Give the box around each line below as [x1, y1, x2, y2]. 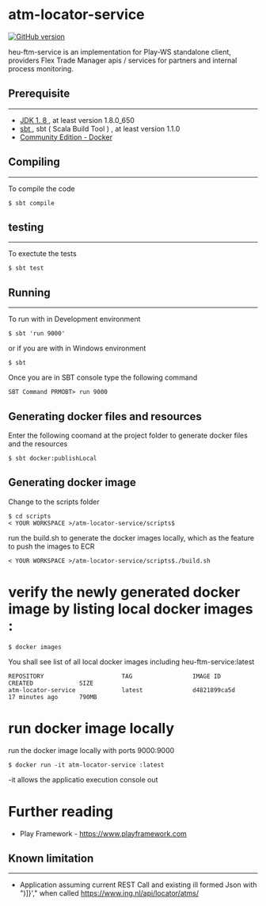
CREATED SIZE [8, 679, 93, 687]
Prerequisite [8, 87, 70, 101]
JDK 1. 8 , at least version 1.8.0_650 [19, 115, 135, 124]
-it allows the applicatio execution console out [8, 774, 158, 784]
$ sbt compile [8, 199, 55, 207]
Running [8, 285, 51, 299]
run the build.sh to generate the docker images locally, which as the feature [8, 533, 255, 542]
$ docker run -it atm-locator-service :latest [8, 761, 165, 769]
